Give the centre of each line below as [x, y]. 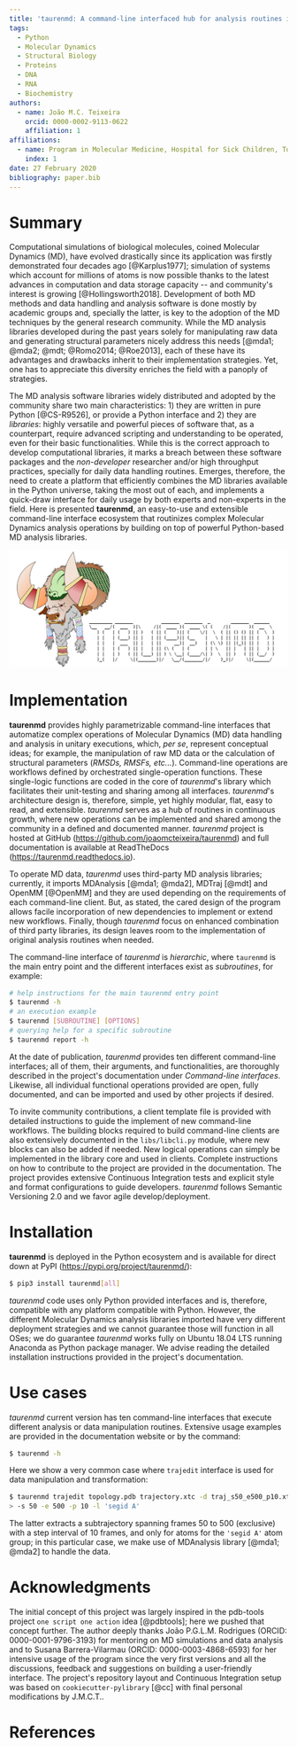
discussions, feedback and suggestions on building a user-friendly [130, 1669]
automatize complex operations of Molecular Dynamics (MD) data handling [146, 734]
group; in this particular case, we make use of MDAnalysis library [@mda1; [145, 1542]
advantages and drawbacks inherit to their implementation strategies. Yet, [144, 360]
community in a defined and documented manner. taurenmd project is [137, 828]
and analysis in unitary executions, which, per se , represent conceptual [139, 744]
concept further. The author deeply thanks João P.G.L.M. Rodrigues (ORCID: [148, 1631]
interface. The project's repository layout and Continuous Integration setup [145, 1678]
